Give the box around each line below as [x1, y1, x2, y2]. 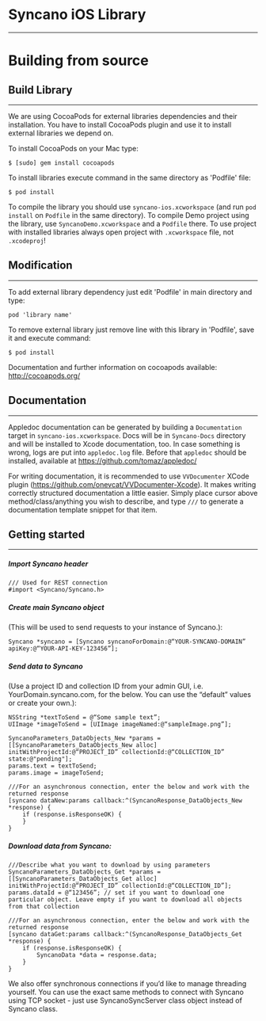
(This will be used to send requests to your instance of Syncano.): [8, 623, 223, 632]
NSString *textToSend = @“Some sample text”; [8, 714, 161, 722]
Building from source [8, 51, 149, 70]
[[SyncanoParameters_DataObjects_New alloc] [8, 741, 158, 749]
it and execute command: [8, 333, 91, 342]
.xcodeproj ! [8, 235, 46, 245]
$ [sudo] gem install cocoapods [8, 158, 115, 167]
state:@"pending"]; [8, 755, 73, 764]
